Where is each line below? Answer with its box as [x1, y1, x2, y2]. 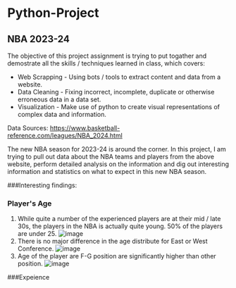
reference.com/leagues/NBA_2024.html [7, 132, 123, 139]
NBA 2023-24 [7, 33, 70, 45]
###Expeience [7, 273, 50, 282]
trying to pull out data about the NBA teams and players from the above [7, 153, 215, 161]
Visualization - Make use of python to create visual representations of [17, 103, 221, 111]
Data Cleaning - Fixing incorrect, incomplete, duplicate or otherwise [17, 88, 215, 96]
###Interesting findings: [7, 181, 77, 189]
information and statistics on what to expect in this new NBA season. [7, 168, 207, 175]
